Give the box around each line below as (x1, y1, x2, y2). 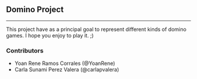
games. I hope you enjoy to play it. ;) (6, 32, 94, 39)
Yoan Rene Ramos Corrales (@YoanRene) (14, 60, 116, 67)
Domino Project (6, 5, 64, 15)
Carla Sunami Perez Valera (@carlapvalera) (14, 66, 119, 73)
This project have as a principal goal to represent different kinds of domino (6, 26, 186, 33)
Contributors (6, 46, 44, 54)
